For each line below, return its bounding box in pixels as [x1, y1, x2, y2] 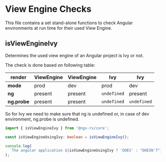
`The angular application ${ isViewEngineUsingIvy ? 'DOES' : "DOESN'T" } [9, 148, 163, 153]
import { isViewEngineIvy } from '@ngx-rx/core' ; [5, 125, 110, 130]
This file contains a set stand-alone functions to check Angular [5, 20, 133, 26]
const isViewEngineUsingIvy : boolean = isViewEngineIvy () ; [5, 134, 129, 139]
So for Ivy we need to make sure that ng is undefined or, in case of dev [5, 111, 150, 117]
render [10, 74, 27, 81]
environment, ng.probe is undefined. [5, 116, 80, 122]
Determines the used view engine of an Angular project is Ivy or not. [5, 52, 144, 58]
